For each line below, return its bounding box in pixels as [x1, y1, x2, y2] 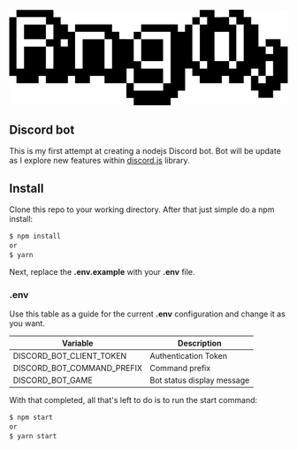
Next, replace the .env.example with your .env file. [9, 266, 196, 277]
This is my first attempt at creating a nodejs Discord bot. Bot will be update [9, 146, 281, 156]
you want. [9, 318, 46, 329]
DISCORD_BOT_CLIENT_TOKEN [12, 350, 127, 361]
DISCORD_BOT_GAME [12, 375, 93, 385]
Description [178, 338, 223, 348]
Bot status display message [149, 375, 250, 385]
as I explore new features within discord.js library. [9, 156, 190, 166]
